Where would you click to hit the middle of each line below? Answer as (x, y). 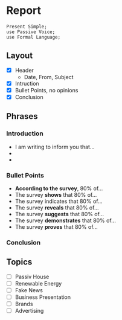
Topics (19, 262)
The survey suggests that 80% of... (59, 214)
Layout (20, 56)
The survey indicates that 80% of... (59, 201)
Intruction (27, 83)
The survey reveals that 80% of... (57, 207)
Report (24, 11)
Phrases (22, 116)
